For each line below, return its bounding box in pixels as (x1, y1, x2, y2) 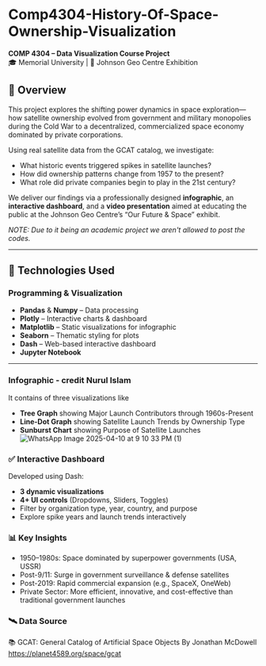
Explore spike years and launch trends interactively (19, 512, 187, 522)
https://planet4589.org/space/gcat (8, 649, 121, 658)
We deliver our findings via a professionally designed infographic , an (8, 193, 234, 202)
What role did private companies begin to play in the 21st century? (19, 177, 236, 187)
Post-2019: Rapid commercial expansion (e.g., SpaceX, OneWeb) (19, 579, 231, 588)
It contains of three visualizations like (8, 392, 129, 402)
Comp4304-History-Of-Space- (8, 6, 219, 24)
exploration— (202, 105, 247, 114)
